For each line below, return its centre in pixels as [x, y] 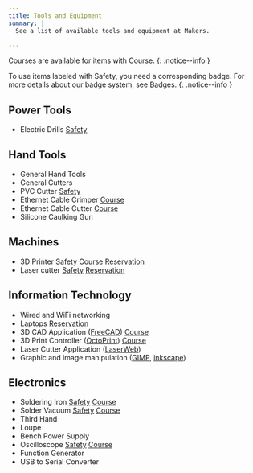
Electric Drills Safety [53, 130]
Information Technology [70, 296]
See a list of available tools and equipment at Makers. [113, 31]
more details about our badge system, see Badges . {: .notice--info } [120, 84]
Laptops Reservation [54, 323]
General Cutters [46, 183]
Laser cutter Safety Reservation [72, 269]
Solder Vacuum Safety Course [70, 410]
